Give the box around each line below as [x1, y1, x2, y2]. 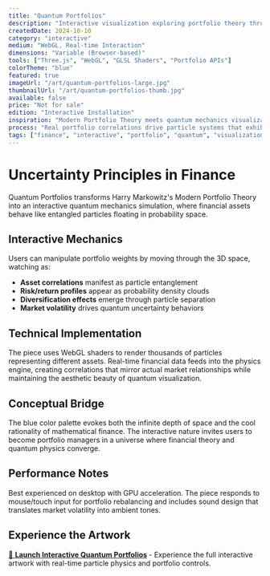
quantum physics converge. [8, 444, 100, 453]
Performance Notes [8, 467, 109, 481]
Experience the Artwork [8, 529, 131, 542]
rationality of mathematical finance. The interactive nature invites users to [8, 427, 252, 436]
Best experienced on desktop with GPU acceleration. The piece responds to [8, 488, 260, 497]
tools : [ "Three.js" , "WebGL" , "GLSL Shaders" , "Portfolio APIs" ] [8, 57, 232, 65]
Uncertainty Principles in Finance [8, 165, 235, 184]
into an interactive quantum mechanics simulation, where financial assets [8, 201, 251, 210]
